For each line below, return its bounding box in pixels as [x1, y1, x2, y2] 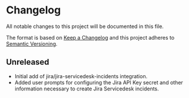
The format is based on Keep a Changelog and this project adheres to [6, 34, 175, 41]
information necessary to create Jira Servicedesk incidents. [14, 85, 160, 92]
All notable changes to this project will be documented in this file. [6, 23, 164, 30]
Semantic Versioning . [6, 40, 58, 47]
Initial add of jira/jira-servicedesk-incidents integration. [14, 72, 148, 79]
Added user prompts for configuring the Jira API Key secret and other [14, 79, 183, 86]
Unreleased [6, 57, 50, 67]
